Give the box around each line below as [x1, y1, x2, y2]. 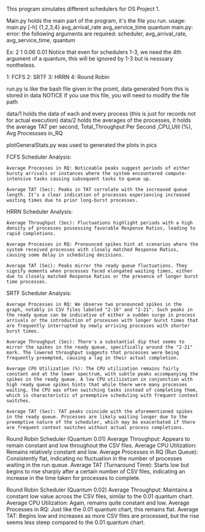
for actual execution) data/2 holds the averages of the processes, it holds [6, 116, 192, 124]
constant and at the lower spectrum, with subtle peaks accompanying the [6, 371, 199, 377]
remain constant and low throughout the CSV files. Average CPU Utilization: [6, 442, 197, 449]
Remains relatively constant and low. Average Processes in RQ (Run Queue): [6, 448, 198, 455]
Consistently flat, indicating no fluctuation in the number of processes [6, 455, 182, 462]
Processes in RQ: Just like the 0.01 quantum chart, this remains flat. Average [6, 506, 199, 513]
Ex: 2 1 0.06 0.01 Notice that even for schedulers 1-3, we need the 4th [6, 48, 182, 56]
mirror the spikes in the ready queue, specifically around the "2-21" [6, 344, 193, 350]
